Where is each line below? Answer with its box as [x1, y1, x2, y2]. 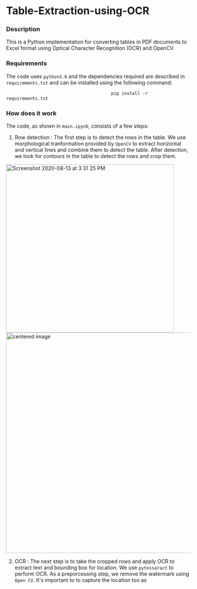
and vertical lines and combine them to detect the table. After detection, [14, 146, 189, 153]
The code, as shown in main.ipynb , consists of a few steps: [6, 122, 149, 130]
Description [6, 25, 40, 34]
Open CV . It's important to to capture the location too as [14, 577, 147, 584]
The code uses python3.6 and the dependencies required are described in [6, 72, 185, 80]
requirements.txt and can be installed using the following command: [6, 79, 173, 86]
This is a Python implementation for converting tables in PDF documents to [6, 38, 187, 45]
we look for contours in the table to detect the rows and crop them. [14, 153, 177, 160]
